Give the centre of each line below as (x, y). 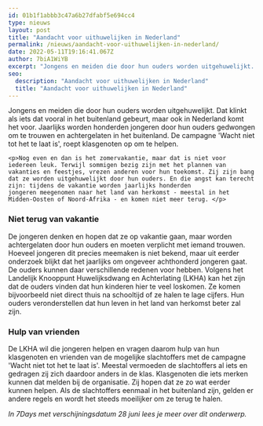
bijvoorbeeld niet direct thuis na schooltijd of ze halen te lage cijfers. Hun (126, 294)
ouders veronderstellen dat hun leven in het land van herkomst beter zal (124, 303)
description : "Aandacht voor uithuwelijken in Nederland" (112, 81)
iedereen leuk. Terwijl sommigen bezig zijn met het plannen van (117, 166)
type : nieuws (29, 23)
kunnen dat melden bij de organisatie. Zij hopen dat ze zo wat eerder (119, 382)
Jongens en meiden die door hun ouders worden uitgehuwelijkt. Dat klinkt (128, 111)
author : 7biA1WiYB (38, 60)
